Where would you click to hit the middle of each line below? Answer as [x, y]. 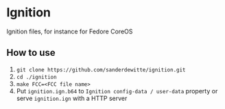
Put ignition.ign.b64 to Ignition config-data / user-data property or [117, 91]
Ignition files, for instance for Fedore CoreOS [70, 31]
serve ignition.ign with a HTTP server [72, 98]
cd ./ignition [36, 77]
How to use [31, 53]
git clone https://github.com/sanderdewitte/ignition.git [101, 69]
